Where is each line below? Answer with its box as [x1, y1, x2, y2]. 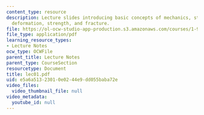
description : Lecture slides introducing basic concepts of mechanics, [6, 15, 191, 21]
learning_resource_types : [6, 37, 72, 43]
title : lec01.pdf [6, 71, 50, 77]
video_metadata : [6, 94, 47, 100]
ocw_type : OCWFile [6, 49, 53, 55]
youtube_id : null [12, 99, 56, 105]
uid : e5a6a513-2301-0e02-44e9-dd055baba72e [6, 77, 118, 83]
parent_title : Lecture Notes [6, 54, 80, 60]
